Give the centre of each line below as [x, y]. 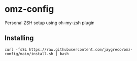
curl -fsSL [16, 49]
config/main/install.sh [29, 54]
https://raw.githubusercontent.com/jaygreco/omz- [81, 49]
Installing [19, 38]
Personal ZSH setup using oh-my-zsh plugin [50, 23]
